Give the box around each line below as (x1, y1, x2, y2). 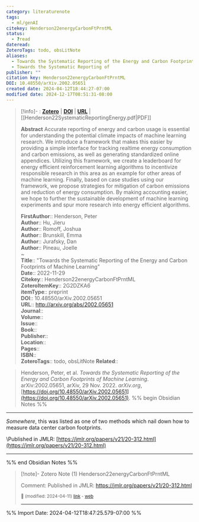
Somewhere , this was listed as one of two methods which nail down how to (6, 418, 190, 425)
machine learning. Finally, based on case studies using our (20, 176, 164, 183)
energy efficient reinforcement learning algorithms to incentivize (20, 163, 178, 170)
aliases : (6, 53, 28, 59)
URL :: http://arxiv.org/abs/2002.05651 (20, 301, 114, 308)
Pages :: (20, 345, 40, 352)
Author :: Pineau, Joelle (20, 244, 78, 251)
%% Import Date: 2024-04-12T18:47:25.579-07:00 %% (6, 509, 142, 516)
